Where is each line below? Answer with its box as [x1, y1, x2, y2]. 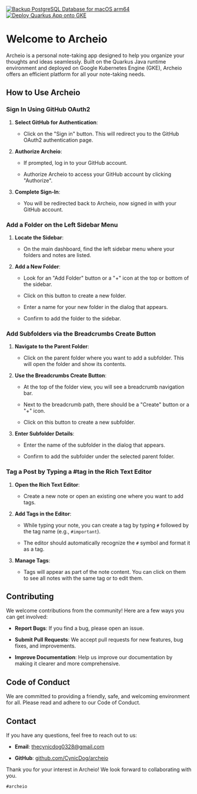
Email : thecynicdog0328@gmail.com [14, 743, 105, 750]
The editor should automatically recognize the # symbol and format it [23, 539, 191, 546]
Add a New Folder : [14, 263, 61, 270]
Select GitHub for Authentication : [14, 118, 98, 126]
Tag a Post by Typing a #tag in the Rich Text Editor [6, 468, 152, 476]
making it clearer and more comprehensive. [14, 660, 121, 667]
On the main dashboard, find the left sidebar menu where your [23, 245, 175, 253]
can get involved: [6, 613, 48, 620]
